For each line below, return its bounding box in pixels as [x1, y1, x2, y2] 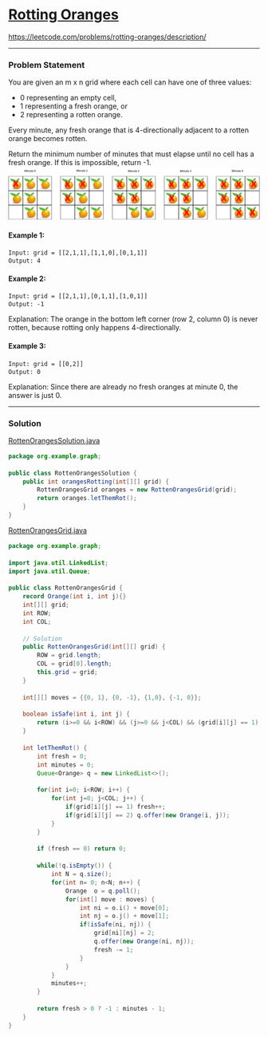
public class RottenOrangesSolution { [8, 469, 137, 477]
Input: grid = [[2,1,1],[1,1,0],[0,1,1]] [8, 249, 148, 257]
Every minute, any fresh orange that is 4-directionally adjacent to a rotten [8, 125, 250, 135]
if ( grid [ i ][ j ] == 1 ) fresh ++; [65, 803, 166, 811]
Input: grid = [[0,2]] [8, 360, 84, 368]
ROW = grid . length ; [37, 652, 102, 660]
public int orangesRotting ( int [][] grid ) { [22, 477, 170, 486]
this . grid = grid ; [37, 668, 98, 676]
